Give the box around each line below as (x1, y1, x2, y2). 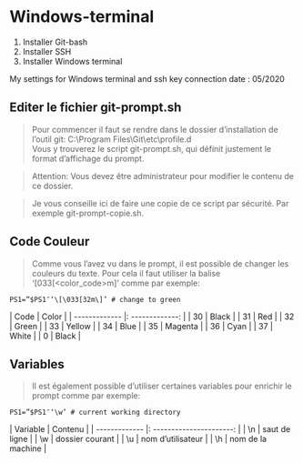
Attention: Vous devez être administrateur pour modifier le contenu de (31, 170, 294, 181)
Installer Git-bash (22, 36, 88, 47)
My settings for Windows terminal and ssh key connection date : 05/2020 (9, 73, 285, 84)
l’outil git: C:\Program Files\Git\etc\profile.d (31, 134, 192, 145)
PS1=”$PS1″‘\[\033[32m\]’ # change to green (9, 295, 181, 304)
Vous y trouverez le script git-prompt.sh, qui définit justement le (31, 143, 271, 154)
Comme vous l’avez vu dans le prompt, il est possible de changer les (31, 257, 289, 269)
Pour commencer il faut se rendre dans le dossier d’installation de (31, 124, 279, 135)
